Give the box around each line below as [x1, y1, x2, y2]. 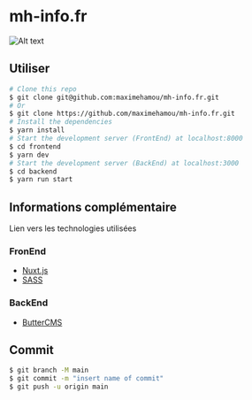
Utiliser [9, 61, 50, 76]
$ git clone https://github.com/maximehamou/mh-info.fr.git [9, 109, 236, 119]
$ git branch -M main [9, 365, 89, 375]
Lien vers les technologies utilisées [9, 223, 137, 234]
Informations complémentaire [9, 199, 177, 214]
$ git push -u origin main [9, 382, 109, 391]
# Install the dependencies [9, 118, 113, 127]
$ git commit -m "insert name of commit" [9, 374, 164, 383]
